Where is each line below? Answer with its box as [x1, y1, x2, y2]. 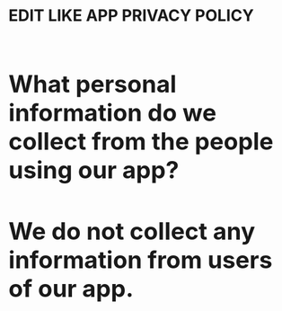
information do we [8, 97, 217, 127]
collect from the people [8, 126, 274, 155]
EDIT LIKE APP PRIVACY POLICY [8, 5, 254, 26]
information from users [8, 244, 273, 275]
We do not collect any [8, 217, 256, 246]
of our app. [8, 273, 134, 304]
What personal [8, 68, 177, 99]
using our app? [8, 155, 180, 184]
